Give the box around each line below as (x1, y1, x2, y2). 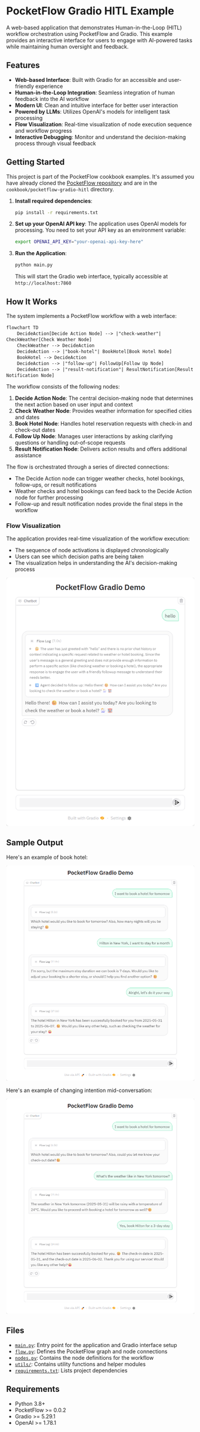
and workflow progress (14, 127, 72, 134)
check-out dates (14, 426, 56, 433)
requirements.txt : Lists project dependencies (14, 1367, 128, 1374)
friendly (14, 82, 35, 90)
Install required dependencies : (14, 197, 93, 204)
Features (6, 60, 40, 71)
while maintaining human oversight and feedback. (6, 43, 129, 50)
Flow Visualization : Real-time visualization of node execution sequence (14, 121, 192, 128)
